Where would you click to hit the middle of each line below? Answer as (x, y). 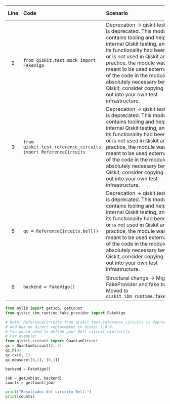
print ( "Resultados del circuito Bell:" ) (49, 392)
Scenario (117, 13)
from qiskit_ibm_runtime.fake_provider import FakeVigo (65, 313)
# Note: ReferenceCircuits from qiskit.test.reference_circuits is (78, 322)
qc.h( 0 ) (13, 350)
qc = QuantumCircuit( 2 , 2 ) (34, 346)
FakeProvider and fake (133, 284)
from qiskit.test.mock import (59, 60)
